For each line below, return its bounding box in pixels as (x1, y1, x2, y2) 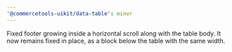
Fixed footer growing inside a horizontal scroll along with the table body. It (6, 29, 221, 37)
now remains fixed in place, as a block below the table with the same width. (6, 36, 226, 45)
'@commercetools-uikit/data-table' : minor (6, 10, 133, 17)
